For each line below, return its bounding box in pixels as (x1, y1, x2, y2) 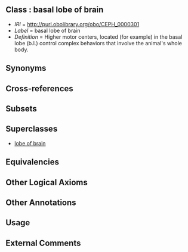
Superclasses (5, 124, 58, 134)
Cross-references (5, 83, 74, 94)
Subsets (5, 104, 37, 114)
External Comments (5, 238, 81, 248)
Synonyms (5, 63, 47, 73)
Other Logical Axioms (5, 177, 88, 187)
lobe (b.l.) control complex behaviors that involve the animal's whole (14, 39, 183, 46)
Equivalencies (5, 157, 59, 167)
